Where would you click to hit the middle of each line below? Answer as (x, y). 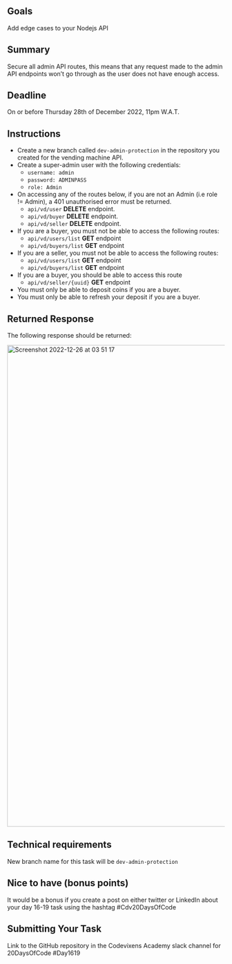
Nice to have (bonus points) (68, 883)
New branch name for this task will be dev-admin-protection (93, 861)
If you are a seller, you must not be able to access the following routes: (118, 253)
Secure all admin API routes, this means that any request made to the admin (115, 66)
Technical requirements (59, 845)
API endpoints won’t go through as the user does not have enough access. (113, 74)
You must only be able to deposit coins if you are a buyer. (99, 290)
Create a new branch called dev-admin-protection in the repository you (118, 151)
